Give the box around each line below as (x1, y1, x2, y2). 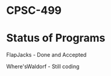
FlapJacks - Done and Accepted (6, 51, 87, 59)
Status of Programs (6, 31, 106, 45)
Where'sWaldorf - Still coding (6, 63, 80, 70)
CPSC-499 (6, 4, 62, 17)
